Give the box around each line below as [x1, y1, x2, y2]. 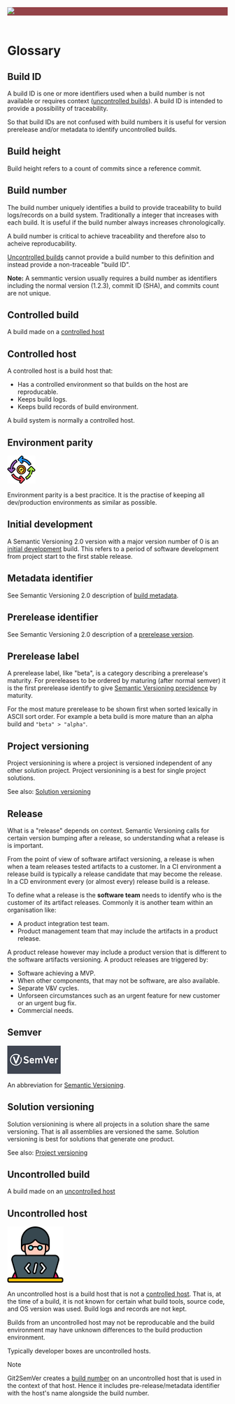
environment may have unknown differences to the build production [7, 1326, 203, 1335]
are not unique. [7, 289, 51, 297]
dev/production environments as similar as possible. [7, 498, 157, 507]
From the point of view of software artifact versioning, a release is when [7, 854, 215, 863]
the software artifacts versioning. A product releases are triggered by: [7, 955, 208, 964]
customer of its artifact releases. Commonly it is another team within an [7, 898, 213, 906]
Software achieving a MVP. [17, 969, 96, 977]
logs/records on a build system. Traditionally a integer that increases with [7, 211, 219, 219]
